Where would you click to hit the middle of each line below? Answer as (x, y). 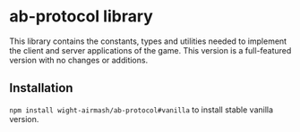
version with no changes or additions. (79, 60)
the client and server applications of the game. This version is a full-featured (150, 50)
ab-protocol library (81, 16)
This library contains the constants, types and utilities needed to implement (148, 41)
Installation (41, 88)
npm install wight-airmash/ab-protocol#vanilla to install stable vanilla (141, 110)
